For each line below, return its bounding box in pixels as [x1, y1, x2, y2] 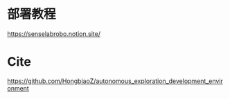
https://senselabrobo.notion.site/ [7, 29, 100, 38]
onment [7, 84, 29, 92]
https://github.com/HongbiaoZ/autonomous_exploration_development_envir [7, 77, 224, 85]
